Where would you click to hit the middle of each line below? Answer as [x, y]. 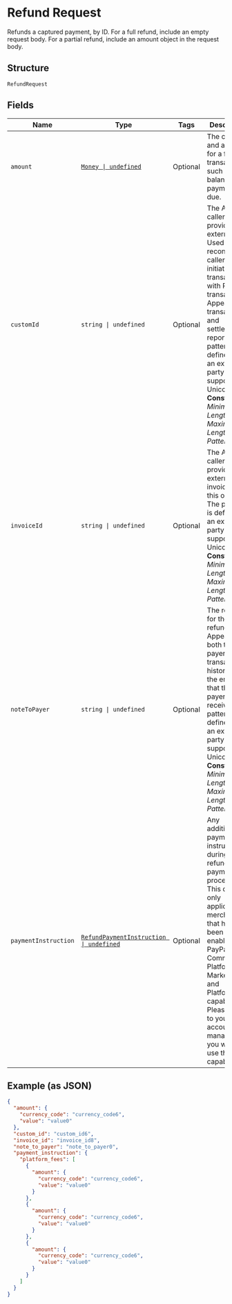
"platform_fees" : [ [48, 1160]
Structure [28, 68]
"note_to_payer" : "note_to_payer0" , [66, 1147]
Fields [21, 105]
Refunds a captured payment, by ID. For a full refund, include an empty [108, 32]
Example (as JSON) [49, 1086]
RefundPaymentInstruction [124, 937]
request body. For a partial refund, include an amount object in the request [113, 39]
